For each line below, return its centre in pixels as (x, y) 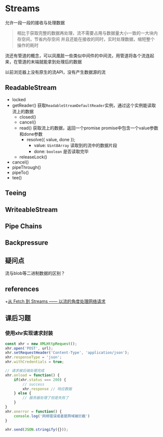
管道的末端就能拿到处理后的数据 (50, 62)
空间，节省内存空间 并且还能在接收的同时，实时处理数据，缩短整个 (88, 39)
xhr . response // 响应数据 (47, 389)
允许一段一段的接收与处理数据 (35, 22)
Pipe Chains (24, 226)
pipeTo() (20, 172)
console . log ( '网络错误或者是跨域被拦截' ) (52, 416)
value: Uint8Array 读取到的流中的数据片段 (76, 145)
